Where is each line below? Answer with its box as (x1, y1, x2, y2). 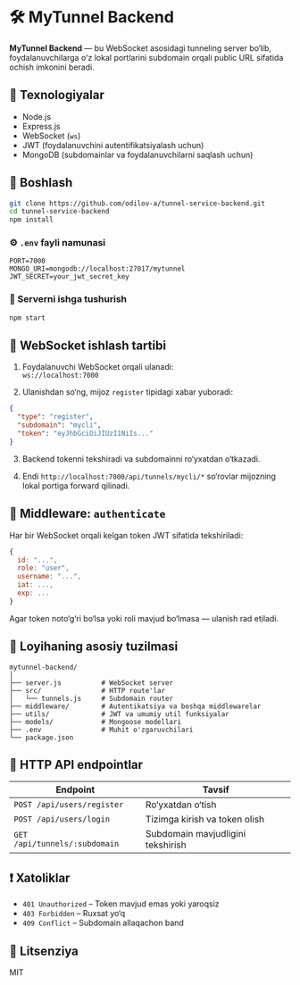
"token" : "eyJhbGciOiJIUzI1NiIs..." (17, 430, 154, 438)
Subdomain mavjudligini (146, 828, 246, 840)
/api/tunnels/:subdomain (13, 839, 120, 849)
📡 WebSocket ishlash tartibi (9, 338, 167, 354)
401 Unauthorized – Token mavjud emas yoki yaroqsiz (21, 898, 221, 909)
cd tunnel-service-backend (9, 207, 110, 216)
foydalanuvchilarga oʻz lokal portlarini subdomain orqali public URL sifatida (9, 52, 284, 63)
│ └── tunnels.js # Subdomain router (9, 694, 174, 703)
